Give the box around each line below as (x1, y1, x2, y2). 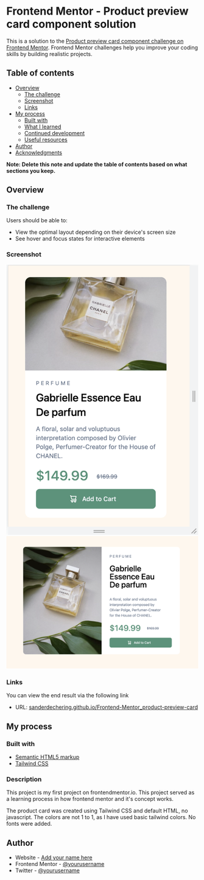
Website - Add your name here (15, 854, 93, 861)
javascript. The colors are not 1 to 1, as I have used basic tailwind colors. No (6, 814, 196, 821)
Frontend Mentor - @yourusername (15, 861, 105, 868)
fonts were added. (6, 820, 52, 828)
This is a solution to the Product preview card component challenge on (6, 37, 184, 44)
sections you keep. (6, 167, 56, 174)
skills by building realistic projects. (6, 50, 93, 57)
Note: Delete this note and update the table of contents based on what (6, 160, 188, 168)
